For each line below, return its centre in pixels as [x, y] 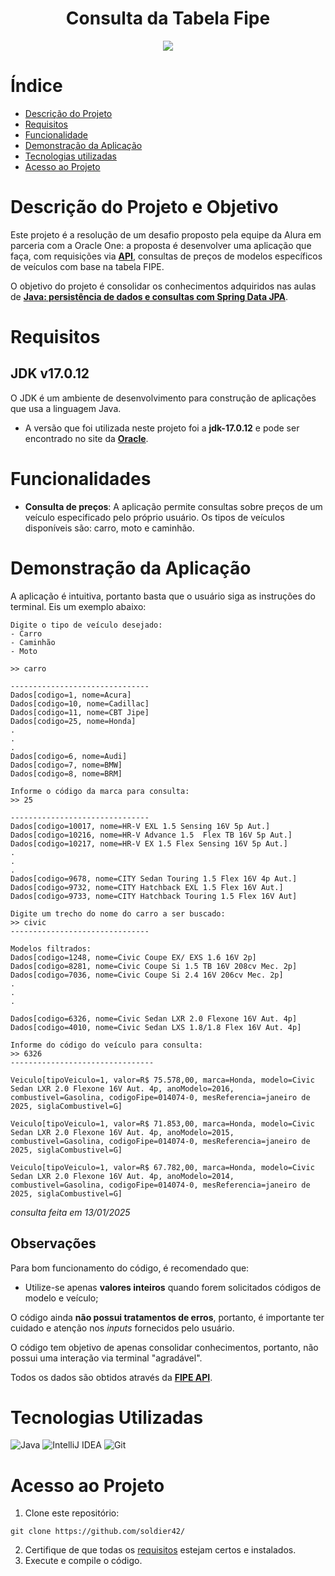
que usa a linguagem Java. [66, 408]
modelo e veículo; [61, 1298]
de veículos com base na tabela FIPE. [87, 266]
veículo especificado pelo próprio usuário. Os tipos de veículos [154, 517]
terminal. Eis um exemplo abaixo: [78, 606]
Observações [53, 1243]
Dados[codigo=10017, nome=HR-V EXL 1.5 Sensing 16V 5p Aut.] [140, 826]
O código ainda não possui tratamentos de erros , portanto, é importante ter [167, 1317]
